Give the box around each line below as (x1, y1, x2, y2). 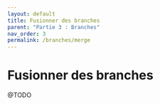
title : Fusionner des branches (7, 17, 100, 24)
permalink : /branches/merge (7, 37, 91, 44)
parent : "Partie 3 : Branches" (7, 23, 100, 31)
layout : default (7, 10, 55, 18)
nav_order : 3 (7, 30, 46, 38)
